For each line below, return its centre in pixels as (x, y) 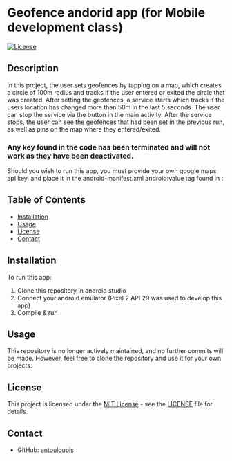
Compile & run (37, 312)
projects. (20, 365)
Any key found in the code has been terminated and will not (109, 147)
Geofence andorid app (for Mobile (106, 13)
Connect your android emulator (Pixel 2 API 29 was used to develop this (119, 298)
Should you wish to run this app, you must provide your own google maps (112, 171)
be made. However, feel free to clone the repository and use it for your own (114, 359)
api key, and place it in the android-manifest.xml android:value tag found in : (115, 179)
